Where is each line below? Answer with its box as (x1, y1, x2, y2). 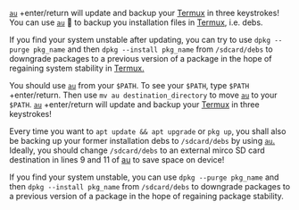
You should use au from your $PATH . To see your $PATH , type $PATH (9, 80, 250, 90)
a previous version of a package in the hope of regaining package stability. (9, 191, 284, 201)
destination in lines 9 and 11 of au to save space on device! (9, 155, 225, 164)
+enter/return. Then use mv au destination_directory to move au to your (9, 89, 278, 100)
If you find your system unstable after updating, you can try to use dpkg (9, 35, 270, 45)
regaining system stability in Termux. (9, 63, 145, 73)
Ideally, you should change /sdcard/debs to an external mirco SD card (9, 145, 265, 155)
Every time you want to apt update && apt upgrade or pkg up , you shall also (9, 126, 287, 137)
